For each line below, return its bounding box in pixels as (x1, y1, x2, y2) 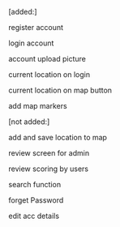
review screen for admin (8, 148, 90, 157)
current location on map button (8, 85, 112, 95)
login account (8, 38, 54, 48)
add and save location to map (8, 133, 108, 142)
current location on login (8, 70, 91, 79)
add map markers (8, 101, 67, 110)
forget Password (8, 195, 64, 205)
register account (8, 23, 63, 32)
